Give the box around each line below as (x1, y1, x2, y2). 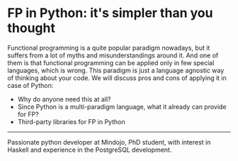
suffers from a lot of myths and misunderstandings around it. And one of (7, 51, 219, 60)
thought (7, 20, 55, 36)
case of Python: (7, 81, 54, 89)
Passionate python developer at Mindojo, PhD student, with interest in (7, 138, 211, 146)
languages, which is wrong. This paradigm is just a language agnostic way (7, 66, 225, 74)
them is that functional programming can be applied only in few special (7, 58, 215, 67)
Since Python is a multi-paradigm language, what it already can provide (17, 102, 227, 111)
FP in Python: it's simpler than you (7, 5, 213, 21)
